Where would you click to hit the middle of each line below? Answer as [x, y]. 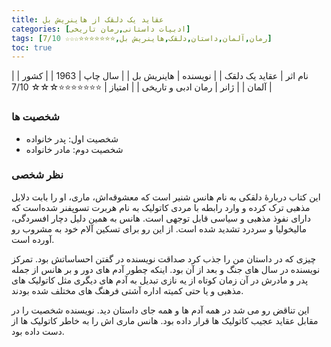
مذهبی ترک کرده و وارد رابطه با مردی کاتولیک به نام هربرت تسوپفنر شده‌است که [161, 207]
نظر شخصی [37, 175]
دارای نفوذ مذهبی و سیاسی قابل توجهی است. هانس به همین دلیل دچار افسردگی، [161, 218]
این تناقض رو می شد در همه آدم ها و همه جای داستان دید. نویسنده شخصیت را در [160, 310]
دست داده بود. [38, 331]
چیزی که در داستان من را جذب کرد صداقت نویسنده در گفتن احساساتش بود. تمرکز [164, 258]
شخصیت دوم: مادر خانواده [74, 149]
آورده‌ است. [33, 239]
